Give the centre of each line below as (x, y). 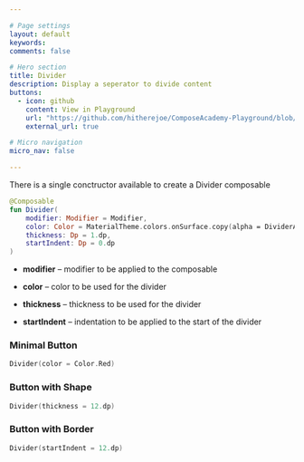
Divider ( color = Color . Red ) (62, 364)
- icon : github (46, 101)
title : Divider (38, 76)
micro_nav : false (42, 151)
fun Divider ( (34, 209)
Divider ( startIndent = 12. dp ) (66, 448)
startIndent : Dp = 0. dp (71, 244)
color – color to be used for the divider (95, 287)
